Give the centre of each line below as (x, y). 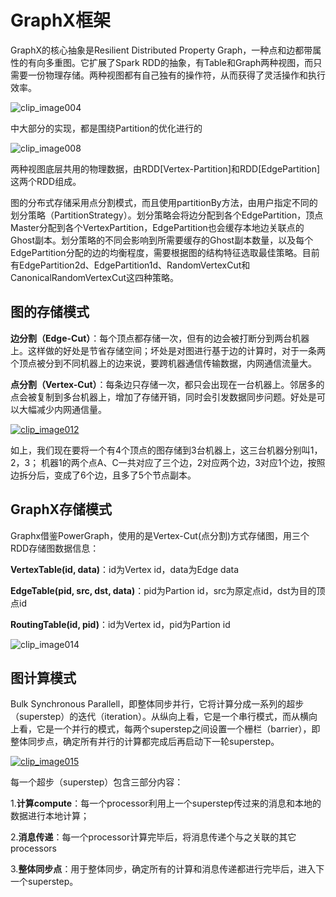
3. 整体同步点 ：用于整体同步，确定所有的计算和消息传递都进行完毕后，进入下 (167, 869)
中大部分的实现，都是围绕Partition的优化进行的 (106, 128)
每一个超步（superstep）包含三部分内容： (97, 782)
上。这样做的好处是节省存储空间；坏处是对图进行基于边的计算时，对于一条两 (168, 350)
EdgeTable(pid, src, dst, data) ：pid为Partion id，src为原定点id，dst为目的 (163, 590)
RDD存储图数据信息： (55, 548)
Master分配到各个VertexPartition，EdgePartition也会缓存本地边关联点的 (157, 227)
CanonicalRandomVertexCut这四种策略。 (95, 277)
